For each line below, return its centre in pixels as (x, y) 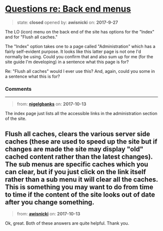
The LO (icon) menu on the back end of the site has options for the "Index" (80, 32)
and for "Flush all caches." (31, 37)
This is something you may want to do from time (79, 187)
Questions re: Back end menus (68, 9)
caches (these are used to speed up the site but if (81, 141)
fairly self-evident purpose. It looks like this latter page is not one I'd (73, 51)
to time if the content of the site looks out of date (80, 194)
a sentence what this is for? (33, 76)
